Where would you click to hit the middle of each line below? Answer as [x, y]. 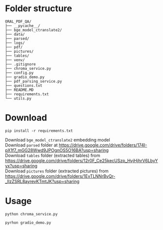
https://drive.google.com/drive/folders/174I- [103, 145]
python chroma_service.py [31, 214]
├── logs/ [15, 43]
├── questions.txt [24, 85]
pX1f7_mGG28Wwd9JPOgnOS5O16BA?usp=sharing [57, 150]
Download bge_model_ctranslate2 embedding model [58, 140]
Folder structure [39, 9]
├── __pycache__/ [23, 26]
